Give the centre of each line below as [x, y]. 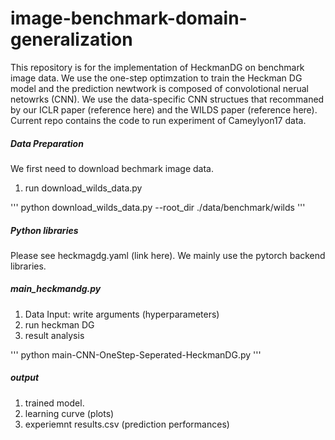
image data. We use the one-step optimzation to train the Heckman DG [156, 78]
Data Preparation [47, 143]
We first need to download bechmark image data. [112, 168]
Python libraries [44, 230]
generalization [71, 39]
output [25, 378]
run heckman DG [59, 324]
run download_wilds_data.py [83, 188]
